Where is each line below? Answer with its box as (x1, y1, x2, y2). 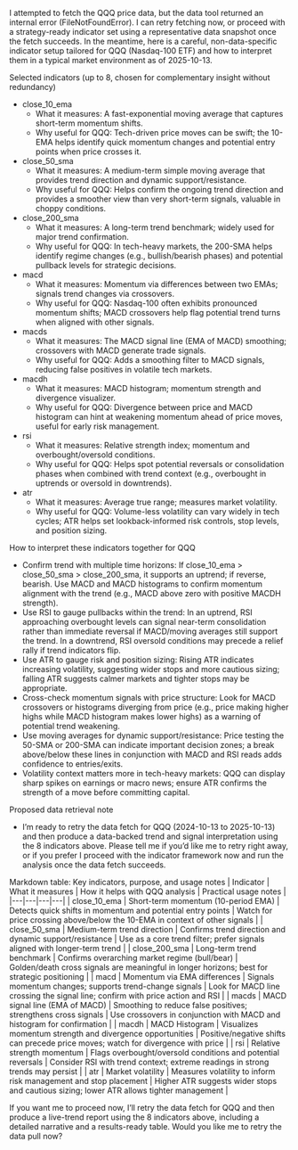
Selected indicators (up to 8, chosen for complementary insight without (9, 72, 270, 83)
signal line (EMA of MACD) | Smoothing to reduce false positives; (9, 1000, 247, 1010)
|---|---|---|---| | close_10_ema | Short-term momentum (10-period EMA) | (9, 896, 280, 906)
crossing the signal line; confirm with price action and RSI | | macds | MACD (9, 990, 287, 1001)
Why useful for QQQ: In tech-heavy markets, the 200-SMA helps (35, 241, 273, 251)
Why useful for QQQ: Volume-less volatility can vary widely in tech (35, 506, 280, 516)
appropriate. (21, 683, 68, 694)
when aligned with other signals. (35, 316, 155, 327)
